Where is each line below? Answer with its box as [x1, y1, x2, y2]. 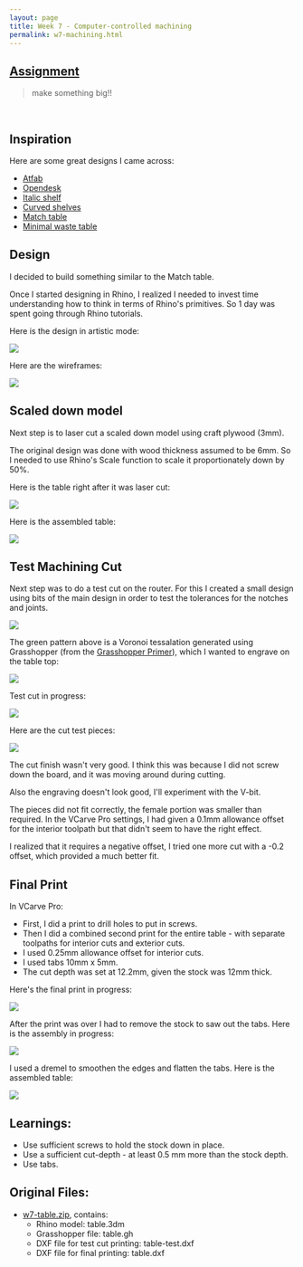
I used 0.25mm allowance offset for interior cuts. [22, 948, 204, 958]
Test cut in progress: [9, 691, 87, 701]
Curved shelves [22, 202, 81, 213]
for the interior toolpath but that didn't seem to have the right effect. [9, 824, 262, 834]
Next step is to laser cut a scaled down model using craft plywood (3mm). [9, 427, 285, 438]
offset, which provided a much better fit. [9, 851, 160, 862]
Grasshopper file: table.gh [35, 1228, 134, 1239]
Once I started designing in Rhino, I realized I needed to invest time [9, 289, 260, 300]
